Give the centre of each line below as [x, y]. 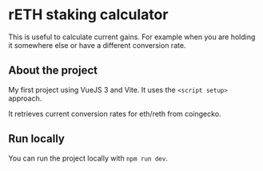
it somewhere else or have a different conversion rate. [97, 45]
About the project [53, 71]
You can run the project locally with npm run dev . [88, 158]
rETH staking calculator [88, 15]
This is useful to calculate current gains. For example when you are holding [132, 37]
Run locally [37, 139]
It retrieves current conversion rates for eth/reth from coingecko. [115, 113]
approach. [25, 98]
